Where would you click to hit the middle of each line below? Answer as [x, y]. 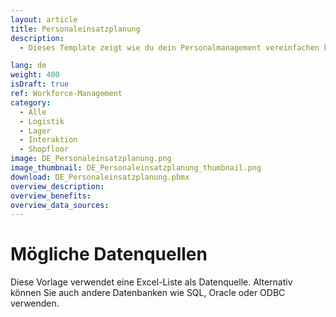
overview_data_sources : [60, 205]
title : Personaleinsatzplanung [75, 29]
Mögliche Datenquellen [109, 254]
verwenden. [35, 303]
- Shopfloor [44, 149]
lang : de [28, 66]
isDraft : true [40, 84]
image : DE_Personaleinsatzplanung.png [91, 159]
